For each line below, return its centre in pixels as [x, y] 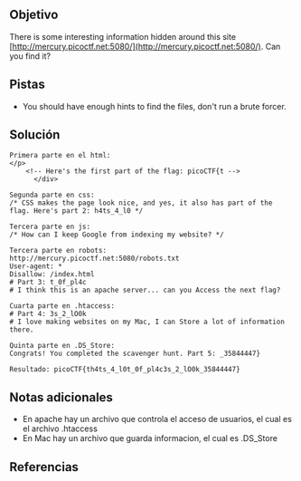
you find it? [30, 56]
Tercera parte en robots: [58, 251]
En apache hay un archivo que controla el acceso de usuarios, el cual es [157, 419]
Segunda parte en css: [52, 195]
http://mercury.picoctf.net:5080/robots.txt [94, 259]
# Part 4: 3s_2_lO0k [48, 314]
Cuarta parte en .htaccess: [62, 306]
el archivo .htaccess [60, 428]
